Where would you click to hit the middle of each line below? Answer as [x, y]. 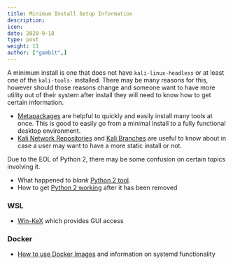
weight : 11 [23, 46]
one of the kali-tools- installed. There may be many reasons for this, [108, 80]
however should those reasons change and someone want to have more [111, 87]
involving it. [24, 166]
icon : [15, 27]
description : [26, 20]
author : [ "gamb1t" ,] [37, 53]
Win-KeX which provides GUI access [70, 221]
